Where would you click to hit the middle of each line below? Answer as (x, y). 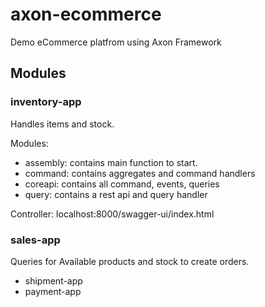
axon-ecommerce (86, 14)
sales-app (35, 240)
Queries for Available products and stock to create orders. (130, 261)
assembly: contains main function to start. (111, 162)
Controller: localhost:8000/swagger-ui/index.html (112, 214)
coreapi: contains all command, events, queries (122, 184)
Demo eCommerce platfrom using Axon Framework (116, 42)
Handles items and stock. (62, 124)
